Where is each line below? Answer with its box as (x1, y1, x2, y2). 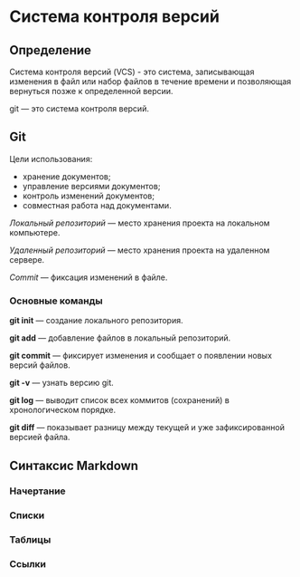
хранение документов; (22, 170, 111, 182)
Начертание (9, 485, 66, 497)
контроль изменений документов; (22, 190, 155, 201)
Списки (9, 509, 45, 522)
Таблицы (9, 534, 52, 546)
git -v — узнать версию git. (9, 378, 115, 389)
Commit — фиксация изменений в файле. (9, 272, 168, 283)
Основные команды (9, 294, 103, 307)
